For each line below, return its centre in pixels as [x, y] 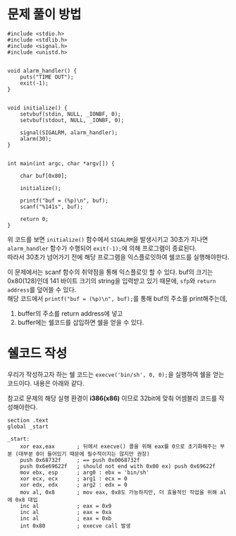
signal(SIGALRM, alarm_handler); [69, 132]
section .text [28, 420]
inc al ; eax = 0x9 [66, 506]
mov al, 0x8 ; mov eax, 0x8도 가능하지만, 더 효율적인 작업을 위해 [118, 492]
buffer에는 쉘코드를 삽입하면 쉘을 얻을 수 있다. [81, 322]
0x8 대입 [26, 500]
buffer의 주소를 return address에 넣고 [70, 313]
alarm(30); [36, 138]
